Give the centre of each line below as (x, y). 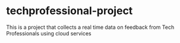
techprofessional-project (70, 11)
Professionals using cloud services (49, 33)
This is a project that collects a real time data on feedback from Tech (90, 27)
